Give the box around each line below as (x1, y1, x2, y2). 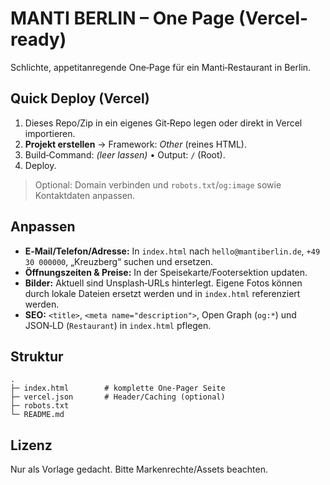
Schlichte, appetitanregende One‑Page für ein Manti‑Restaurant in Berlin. (10, 61, 312, 73)
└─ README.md (10, 410, 65, 420)
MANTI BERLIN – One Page (10, 7, 235, 30)
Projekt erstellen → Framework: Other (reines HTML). (24, 138, 247, 150)
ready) (10, 28, 67, 51)
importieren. (24, 127, 76, 139)
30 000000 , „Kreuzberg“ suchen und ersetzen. (24, 255, 214, 267)
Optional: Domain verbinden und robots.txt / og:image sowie (34, 178, 282, 191)
